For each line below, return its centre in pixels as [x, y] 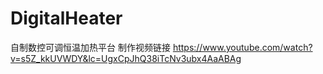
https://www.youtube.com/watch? [242, 47]
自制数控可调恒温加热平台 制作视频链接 [90, 47]
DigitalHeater [66, 18]
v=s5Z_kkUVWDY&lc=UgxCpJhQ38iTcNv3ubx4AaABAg [126, 58]
